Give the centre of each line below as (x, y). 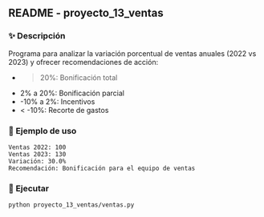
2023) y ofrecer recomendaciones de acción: (83, 62)
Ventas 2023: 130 (37, 154)
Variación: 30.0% (37, 161)
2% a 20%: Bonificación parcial (72, 93)
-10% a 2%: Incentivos (57, 101)
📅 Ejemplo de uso (43, 131)
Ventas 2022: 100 (37, 147)
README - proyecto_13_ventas (86, 13)
